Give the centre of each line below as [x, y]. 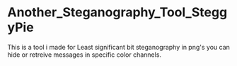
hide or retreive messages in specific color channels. [84, 55]
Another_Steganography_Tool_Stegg [117, 12]
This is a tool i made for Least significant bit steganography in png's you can [118, 47]
